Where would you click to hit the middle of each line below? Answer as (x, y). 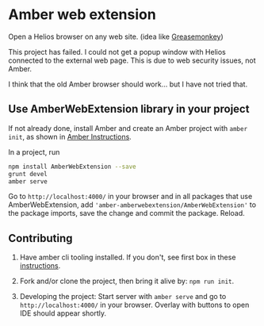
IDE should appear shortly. (63, 313)
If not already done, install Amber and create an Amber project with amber (128, 128)
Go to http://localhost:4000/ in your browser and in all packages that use (130, 197)
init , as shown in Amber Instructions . (70, 136)
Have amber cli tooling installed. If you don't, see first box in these (128, 257)
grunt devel (28, 174)
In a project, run (34, 151)
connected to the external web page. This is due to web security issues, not (132, 60)
